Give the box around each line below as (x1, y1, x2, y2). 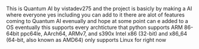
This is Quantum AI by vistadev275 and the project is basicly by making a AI (6, 5, 192, 12)
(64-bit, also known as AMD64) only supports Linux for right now (6, 37, 167, 43)
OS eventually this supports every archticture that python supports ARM (6, 24, 183, 31)
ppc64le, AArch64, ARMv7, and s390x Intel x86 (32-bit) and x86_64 (20, 30, 188, 37)
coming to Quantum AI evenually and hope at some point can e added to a (6, 18, 189, 24)
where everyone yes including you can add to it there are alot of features (6, 11, 185, 18)
